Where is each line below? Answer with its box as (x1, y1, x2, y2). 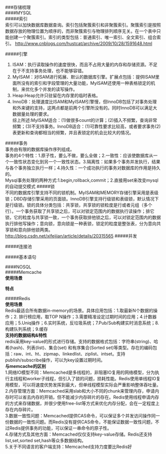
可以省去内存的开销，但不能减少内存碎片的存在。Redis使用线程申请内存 (13, 394, 160, 400)
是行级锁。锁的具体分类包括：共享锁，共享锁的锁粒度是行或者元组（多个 (5, 202, 152, 208)
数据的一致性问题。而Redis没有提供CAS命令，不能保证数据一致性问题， (9, 419, 155, 425)
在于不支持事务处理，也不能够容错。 (12, 68, 86, 73)
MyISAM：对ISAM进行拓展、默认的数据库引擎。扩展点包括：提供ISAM (12, 74, 156, 80)
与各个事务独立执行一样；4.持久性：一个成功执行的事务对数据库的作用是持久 (5, 165, 161, 171)
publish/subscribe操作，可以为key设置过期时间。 (5, 357, 105, 363)
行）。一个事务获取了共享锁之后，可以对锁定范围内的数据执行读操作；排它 (5, 208, 155, 214)
